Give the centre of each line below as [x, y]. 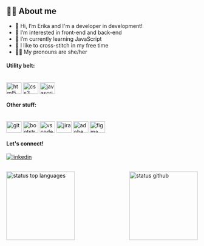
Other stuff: [21, 105]
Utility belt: [21, 66]
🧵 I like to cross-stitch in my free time [62, 45]
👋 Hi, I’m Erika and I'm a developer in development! [79, 26]
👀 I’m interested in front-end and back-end [69, 32]
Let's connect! [25, 143]
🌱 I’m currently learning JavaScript [58, 39]
